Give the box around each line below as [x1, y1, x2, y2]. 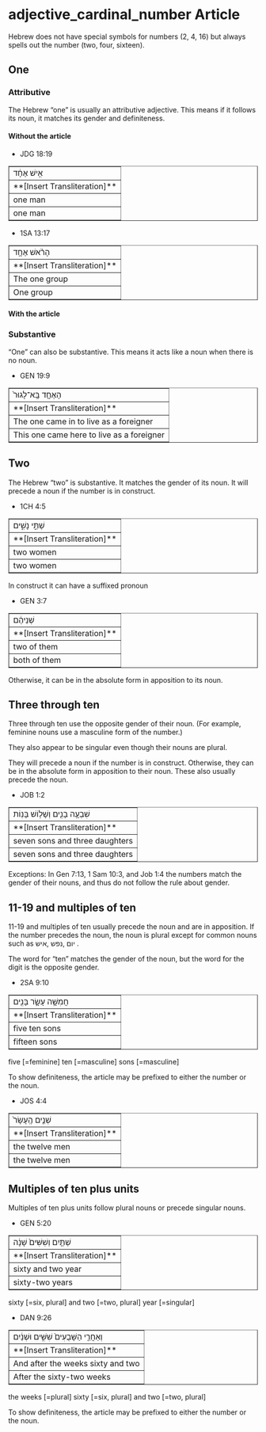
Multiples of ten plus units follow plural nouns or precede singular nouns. [8, 1202, 246, 1213]
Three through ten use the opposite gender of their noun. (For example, [8, 719, 241, 729]
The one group [13, 273, 69, 284]
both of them [13, 654, 62, 665]
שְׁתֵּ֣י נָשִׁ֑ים [13, 520, 45, 531]
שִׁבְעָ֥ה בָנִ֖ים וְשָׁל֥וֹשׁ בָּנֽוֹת [13, 809, 90, 820]
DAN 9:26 [19, 1312, 52, 1322]
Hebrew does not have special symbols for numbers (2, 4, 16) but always [8, 32, 246, 41]
